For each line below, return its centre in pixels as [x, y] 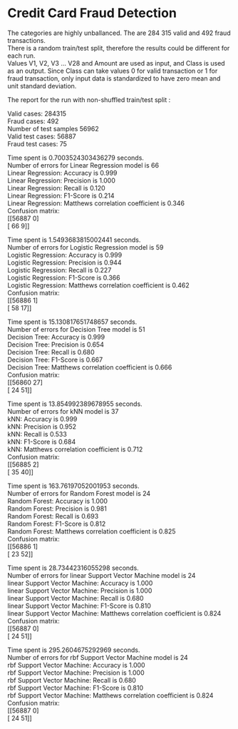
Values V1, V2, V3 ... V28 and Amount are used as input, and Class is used [117, 63]
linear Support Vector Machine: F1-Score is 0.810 [79, 606]
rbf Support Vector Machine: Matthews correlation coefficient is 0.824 [110, 695]
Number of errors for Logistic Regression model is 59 [86, 247]
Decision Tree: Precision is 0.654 [56, 345]
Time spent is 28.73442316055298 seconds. [73, 568]
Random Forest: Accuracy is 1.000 [58, 501]
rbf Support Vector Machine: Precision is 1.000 [76, 673]
